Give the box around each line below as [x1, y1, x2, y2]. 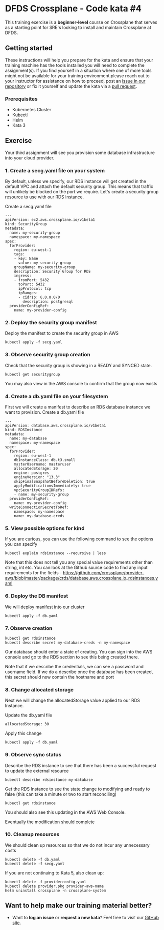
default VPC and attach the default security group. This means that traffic [5, 184, 153, 189]
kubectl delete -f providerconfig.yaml [5, 879, 87, 884]
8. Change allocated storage [5, 686, 74, 693]
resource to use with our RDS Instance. [5, 194, 84, 200]
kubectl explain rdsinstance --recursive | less [5, 551, 106, 556]
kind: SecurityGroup [5, 222, 47, 227]
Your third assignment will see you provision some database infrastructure [5, 150, 155, 155]
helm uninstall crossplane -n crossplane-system [5, 888, 106, 893]
